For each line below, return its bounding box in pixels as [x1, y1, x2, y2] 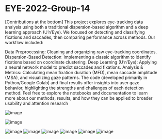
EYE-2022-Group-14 [5, 3, 90, 14]
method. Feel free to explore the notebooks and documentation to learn [5, 90, 148, 96]
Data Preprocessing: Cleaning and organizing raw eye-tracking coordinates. [5, 49, 157, 55]
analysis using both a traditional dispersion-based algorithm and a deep [5, 24, 149, 30]
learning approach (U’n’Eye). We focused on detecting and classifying [5, 29, 145, 35]
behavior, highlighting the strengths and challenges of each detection [5, 85, 144, 91]
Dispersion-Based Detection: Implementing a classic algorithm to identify [5, 54, 151, 60]
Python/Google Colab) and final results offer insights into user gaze [5, 79, 140, 85]
